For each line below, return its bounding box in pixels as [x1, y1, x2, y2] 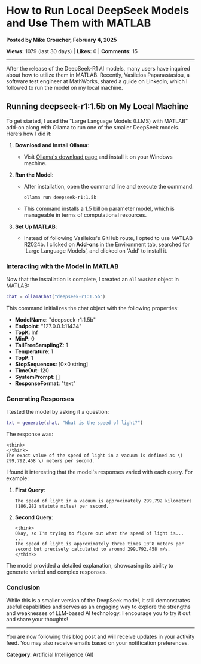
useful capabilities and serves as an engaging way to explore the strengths [6, 603, 191, 611]
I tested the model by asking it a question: [6, 408, 109, 416]
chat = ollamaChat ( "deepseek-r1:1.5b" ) [6, 294, 106, 300]
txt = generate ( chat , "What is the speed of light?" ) [6, 420, 144, 426]
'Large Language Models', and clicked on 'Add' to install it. [23, 247, 168, 254]
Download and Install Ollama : [14, 141, 89, 148]
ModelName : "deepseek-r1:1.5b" [14, 316, 96, 323]
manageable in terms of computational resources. [23, 211, 147, 219]
